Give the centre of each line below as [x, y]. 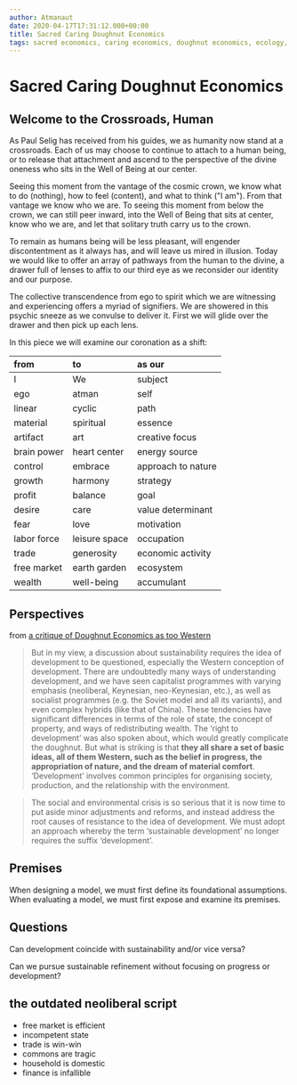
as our [150, 365]
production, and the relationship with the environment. [130, 785]
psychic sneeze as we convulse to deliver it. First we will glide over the [139, 316]
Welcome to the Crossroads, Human [112, 119]
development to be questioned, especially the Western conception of [157, 662]
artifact [29, 438]
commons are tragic [59, 1054]
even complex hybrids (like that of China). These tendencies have [151, 710]
